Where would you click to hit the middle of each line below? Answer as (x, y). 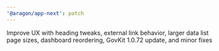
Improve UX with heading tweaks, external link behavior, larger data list (107, 33)
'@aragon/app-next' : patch (45, 13)
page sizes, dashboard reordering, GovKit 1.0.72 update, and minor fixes (109, 40)
